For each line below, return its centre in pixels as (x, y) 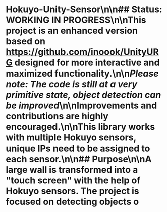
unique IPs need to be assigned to (78, 148)
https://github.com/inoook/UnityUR (82, 52)
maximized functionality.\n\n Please (82, 74)
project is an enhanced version (72, 31)
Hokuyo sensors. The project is (72, 191)
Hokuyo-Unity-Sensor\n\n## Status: (84, 9)
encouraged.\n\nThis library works (80, 127)
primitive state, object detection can (83, 95)
